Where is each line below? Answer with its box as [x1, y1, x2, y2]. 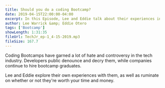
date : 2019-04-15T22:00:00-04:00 [5, 12, 74, 17]
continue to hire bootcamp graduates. [5, 63, 82, 68]
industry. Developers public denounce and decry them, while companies [5, 57, 152, 64]
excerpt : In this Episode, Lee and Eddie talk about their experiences [5, 16, 155, 21]
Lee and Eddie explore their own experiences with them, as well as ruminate [5, 72, 159, 78]
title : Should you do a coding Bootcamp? [5, 7, 91, 12]
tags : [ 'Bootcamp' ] [5, 25, 45, 30]
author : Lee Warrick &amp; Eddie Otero [5, 21, 87, 26]
